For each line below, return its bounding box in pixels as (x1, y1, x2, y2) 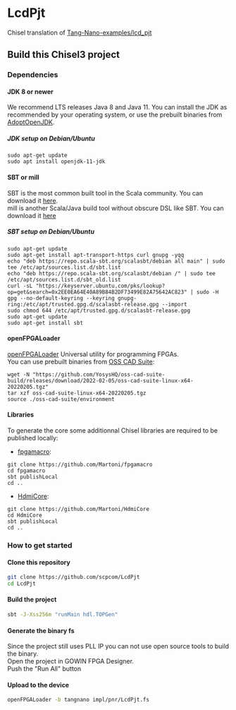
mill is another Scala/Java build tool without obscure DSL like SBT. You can (7, 203, 224, 212)
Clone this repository (7, 558, 70, 566)
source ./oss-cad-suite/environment (7, 395, 115, 403)
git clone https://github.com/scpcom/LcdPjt (7, 574, 140, 581)
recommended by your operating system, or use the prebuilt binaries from (7, 111, 223, 119)
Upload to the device (7, 680, 69, 689)
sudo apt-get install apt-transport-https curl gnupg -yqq (7, 251, 185, 258)
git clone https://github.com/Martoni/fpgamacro (7, 461, 153, 468)
